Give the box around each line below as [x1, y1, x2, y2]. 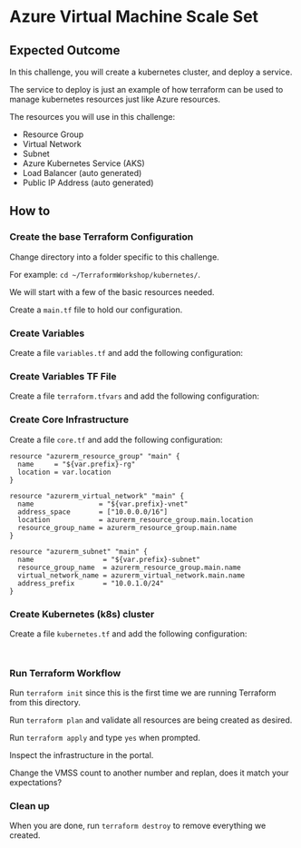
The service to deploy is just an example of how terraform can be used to [9, 84, 284, 94]
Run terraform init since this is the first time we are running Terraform [9, 687, 277, 698]
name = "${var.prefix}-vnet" [17, 499, 189, 508]
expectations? [9, 777, 62, 788]
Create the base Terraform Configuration [9, 231, 194, 243]
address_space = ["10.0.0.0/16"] [17, 507, 169, 517]
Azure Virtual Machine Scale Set [9, 6, 259, 27]
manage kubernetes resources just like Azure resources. [9, 94, 220, 104]
